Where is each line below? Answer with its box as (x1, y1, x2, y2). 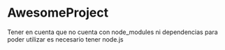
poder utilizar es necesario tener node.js (7, 35, 124, 43)
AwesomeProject (7, 5, 109, 21)
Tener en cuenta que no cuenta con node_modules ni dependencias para (7, 28, 218, 36)
